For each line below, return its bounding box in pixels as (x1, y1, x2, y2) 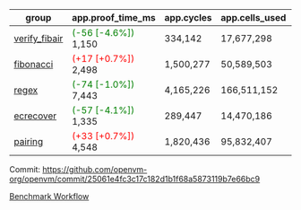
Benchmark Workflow (9, 191, 90, 201)
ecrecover (13, 109, 57, 122)
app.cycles (164, 12, 212, 23)
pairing (13, 136, 44, 147)
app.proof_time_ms (71, 12, 157, 23)
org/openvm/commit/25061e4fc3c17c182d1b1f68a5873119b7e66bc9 (9, 174, 261, 184)
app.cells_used (220, 12, 287, 23)
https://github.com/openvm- (42, 164, 148, 174)
